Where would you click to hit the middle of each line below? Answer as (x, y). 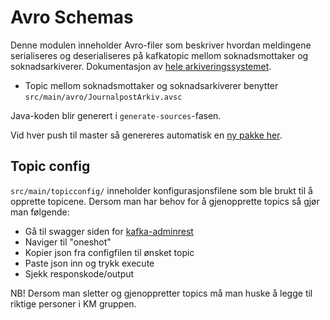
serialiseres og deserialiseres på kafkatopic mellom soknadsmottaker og (159, 55)
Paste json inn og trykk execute (89, 263)
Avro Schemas (72, 17)
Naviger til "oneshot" (68, 242)
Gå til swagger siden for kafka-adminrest (109, 231)
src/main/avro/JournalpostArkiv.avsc (103, 97)
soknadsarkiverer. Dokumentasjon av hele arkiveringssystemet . (141, 66)
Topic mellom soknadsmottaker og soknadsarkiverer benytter (151, 85)
